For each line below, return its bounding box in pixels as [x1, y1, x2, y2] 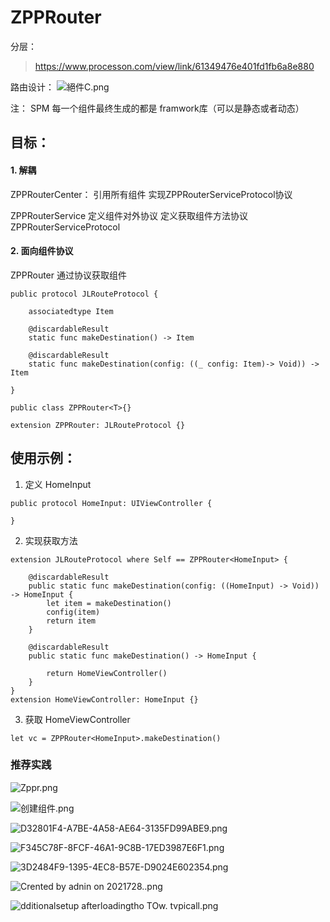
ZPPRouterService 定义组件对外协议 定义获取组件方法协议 [10, 209, 248, 221]
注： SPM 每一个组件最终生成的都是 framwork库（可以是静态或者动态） [10, 102, 305, 114]
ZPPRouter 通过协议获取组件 [10, 269, 127, 281]
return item [46, 616, 97, 626]
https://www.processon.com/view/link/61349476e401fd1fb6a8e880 [34, 60, 315, 72]
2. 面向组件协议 [10, 245, 74, 257]
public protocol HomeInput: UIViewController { [10, 498, 213, 508]
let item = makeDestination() [46, 598, 172, 608]
